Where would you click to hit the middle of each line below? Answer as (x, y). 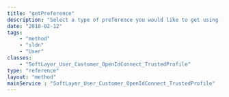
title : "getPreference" (41, 13)
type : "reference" (33, 70)
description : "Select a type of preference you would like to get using (113, 20)
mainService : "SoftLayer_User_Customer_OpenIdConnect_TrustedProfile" (111, 83)
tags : (15, 32)
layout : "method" (32, 77)
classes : (19, 58)
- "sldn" (32, 45)
